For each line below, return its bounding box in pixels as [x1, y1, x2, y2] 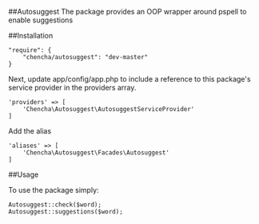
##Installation [8, 31, 54, 40]
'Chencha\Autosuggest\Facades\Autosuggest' [22, 149, 170, 157]
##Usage [8, 170, 39, 179]
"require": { [8, 46, 52, 54]
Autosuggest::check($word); [8, 201, 102, 209]
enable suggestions [8, 15, 74, 25]
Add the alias [8, 126, 52, 135]
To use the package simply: [8, 186, 99, 194]
